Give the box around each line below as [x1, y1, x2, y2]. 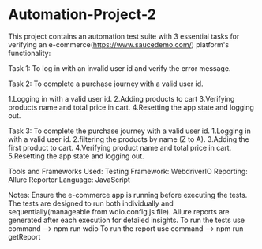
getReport [8, 232, 41, 241]
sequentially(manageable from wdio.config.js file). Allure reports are [8, 206, 230, 216]
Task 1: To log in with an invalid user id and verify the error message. [8, 63, 231, 72]
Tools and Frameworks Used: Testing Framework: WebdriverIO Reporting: [8, 166, 249, 176]
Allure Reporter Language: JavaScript [8, 175, 130, 184]
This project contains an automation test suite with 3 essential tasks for [8, 32, 240, 41]
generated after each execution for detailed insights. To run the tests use [8, 215, 245, 225]
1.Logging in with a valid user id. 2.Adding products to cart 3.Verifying [8, 94, 235, 103]
